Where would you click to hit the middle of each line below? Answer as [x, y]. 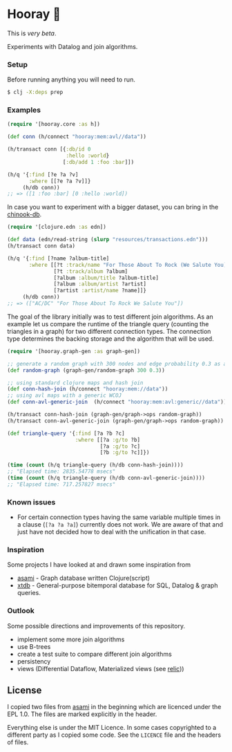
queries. [29, 593]
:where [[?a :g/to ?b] [107, 440]
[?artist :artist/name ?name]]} [100, 291]
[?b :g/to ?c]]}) [125, 453]
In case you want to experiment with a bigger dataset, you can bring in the [113, 207]
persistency [34, 661]
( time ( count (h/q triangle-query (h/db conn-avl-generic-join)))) [106, 478]
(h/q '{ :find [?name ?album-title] [58, 258]
